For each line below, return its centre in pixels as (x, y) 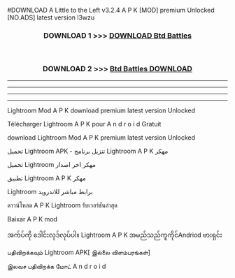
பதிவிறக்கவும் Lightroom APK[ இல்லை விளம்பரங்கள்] (79, 252)
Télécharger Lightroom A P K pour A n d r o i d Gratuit (84, 124)
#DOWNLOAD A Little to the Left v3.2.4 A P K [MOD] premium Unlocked (111, 10)
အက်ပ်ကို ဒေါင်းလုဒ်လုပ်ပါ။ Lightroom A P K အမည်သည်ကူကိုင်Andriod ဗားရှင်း (115, 235)
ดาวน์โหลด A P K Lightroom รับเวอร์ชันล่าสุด (62, 205)
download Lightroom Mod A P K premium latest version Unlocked (101, 137)
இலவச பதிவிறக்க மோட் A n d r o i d (57, 266)
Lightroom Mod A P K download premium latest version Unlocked (101, 110)
